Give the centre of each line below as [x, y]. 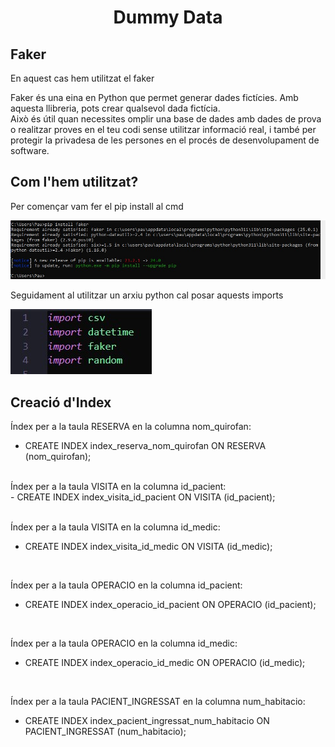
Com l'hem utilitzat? [74, 182]
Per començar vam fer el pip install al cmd [97, 206]
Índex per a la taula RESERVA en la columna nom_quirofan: [131, 427]
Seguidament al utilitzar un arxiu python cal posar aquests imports [147, 295]
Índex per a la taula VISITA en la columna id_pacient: [118, 487]
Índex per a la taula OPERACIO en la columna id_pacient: [126, 585]
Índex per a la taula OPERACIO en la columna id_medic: [124, 643]
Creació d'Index [61, 402]
